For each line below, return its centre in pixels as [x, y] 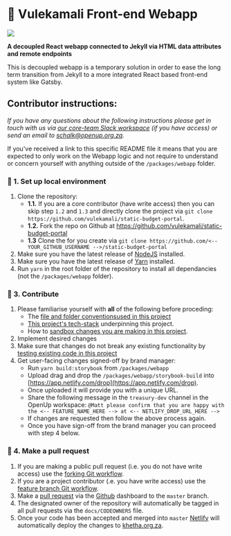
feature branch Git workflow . [58, 488]
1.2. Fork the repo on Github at [71, 226]
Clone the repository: [47, 196]
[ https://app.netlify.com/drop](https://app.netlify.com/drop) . [113, 383]
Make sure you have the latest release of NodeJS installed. [101, 254]
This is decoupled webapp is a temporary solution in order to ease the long [114, 67]
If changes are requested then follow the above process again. [117, 418]
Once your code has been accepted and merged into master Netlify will [118, 518]
